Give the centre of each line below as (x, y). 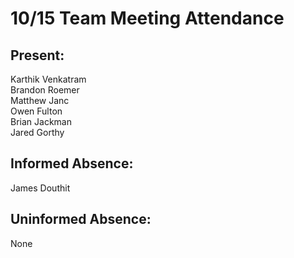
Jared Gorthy (37, 132)
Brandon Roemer (45, 90)
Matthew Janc (40, 100)
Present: (37, 55)
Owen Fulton (36, 111)
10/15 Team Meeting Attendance (147, 18)
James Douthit (40, 188)
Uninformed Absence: (81, 219)
